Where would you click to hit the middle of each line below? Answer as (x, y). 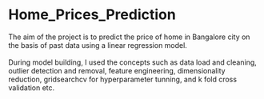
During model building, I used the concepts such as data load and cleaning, (133, 62)
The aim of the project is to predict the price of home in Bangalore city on (129, 37)
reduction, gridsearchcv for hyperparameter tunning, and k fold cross (123, 79)
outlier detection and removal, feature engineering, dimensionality (117, 70)
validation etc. (32, 87)
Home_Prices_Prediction (92, 15)
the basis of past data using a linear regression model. (98, 45)
